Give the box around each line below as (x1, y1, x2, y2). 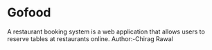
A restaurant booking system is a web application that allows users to (7, 27, 206, 36)
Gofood (7, 5, 51, 21)
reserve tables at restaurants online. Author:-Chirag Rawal (7, 34, 173, 42)
